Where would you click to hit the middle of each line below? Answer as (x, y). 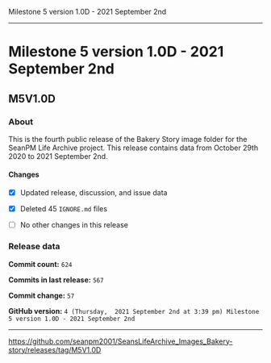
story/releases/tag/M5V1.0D (55, 349)
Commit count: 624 (40, 264)
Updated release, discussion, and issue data (94, 193)
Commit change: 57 (42, 295)
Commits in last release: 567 (56, 280)
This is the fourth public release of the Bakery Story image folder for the (128, 139)
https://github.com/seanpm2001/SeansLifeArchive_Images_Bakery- (121, 341)
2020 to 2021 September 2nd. (58, 156)
